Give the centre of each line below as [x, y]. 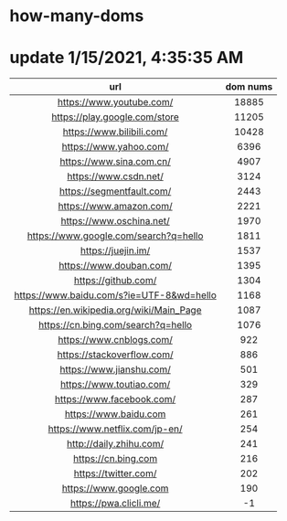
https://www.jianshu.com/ [115, 369]
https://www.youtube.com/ [116, 102]
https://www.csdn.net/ [116, 176]
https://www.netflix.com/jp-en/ [115, 429]
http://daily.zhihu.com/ [116, 444]
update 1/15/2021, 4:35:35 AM [127, 58]
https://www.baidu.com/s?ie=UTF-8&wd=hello [115, 295]
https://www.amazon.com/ [115, 207]
